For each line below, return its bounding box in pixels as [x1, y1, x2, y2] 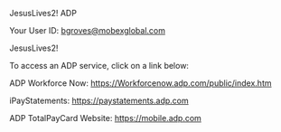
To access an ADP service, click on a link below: [9, 61, 190, 71]
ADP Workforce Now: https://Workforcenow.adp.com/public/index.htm [9, 78, 272, 89]
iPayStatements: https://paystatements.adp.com [9, 95, 189, 106]
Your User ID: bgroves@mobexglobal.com [9, 25, 165, 35]
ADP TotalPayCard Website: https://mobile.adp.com [9, 113, 201, 123]
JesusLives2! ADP [9, 8, 77, 18]
